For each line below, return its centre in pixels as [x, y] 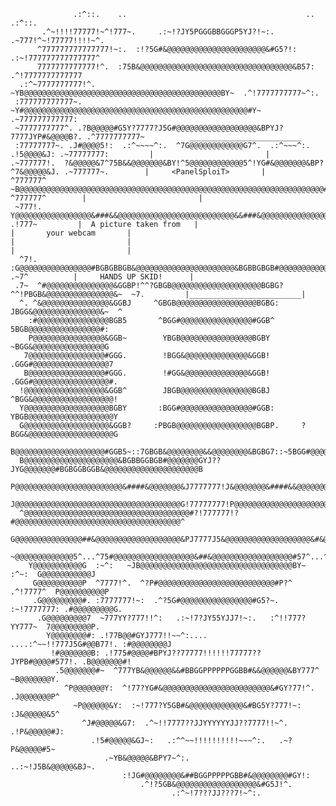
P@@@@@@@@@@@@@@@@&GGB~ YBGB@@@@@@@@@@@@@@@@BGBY [149, 338]
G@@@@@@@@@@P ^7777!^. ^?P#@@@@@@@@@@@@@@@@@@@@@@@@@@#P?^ [162, 583]
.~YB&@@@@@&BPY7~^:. [147, 758]
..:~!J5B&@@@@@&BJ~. [53, 767]
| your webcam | [71, 233]
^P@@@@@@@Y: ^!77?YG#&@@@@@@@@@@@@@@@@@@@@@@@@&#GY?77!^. [189, 688]
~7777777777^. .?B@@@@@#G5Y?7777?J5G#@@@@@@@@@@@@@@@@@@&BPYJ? [149, 128]
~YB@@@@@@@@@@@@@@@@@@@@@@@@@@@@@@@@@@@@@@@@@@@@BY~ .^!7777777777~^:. [165, 93]
